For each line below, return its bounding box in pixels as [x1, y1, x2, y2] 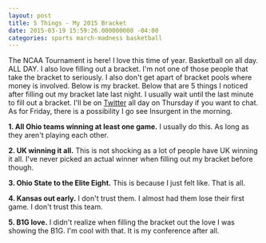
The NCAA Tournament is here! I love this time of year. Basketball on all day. [8, 56, 259, 65]
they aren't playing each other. [8, 131, 109, 140]
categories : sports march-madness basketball [8, 33, 162, 42]
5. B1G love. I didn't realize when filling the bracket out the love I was [8, 218, 236, 227]
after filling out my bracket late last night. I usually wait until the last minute [8, 89, 254, 100]
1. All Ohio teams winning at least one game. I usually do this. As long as [8, 122, 249, 131]
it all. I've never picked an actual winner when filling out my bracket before [8, 155, 253, 164]
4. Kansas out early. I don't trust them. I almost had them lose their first [8, 194, 245, 203]
